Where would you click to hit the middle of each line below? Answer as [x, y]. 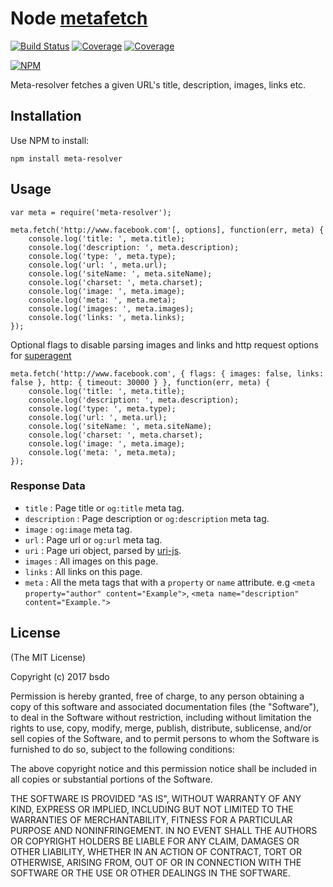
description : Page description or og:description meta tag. [147, 518]
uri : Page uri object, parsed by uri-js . [103, 550]
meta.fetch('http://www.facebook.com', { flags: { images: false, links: [167, 373]
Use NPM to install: [50, 140]
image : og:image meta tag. [78, 529]
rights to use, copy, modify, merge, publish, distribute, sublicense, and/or [161, 728]
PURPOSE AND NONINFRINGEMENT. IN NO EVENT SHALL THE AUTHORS [164, 830]
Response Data [48, 486]
